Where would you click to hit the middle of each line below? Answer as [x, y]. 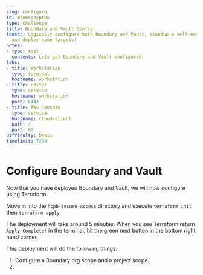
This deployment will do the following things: [62, 248]
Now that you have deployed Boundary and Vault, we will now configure [96, 187]
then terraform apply [33, 212]
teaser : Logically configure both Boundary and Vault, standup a [90, 34]
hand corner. [22, 237]
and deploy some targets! [44, 40]
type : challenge [27, 23]
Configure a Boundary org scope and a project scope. [82, 260]
